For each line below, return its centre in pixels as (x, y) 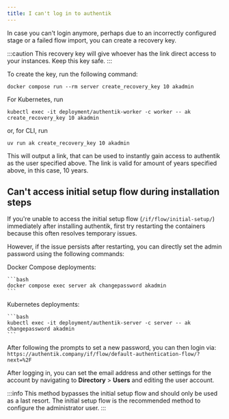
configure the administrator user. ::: (57, 408)
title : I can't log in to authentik (59, 13)
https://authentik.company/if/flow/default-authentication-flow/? (104, 354)
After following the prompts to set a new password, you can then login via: (112, 348)
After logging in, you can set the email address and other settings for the (109, 373)
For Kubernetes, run (35, 99)
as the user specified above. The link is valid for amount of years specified (112, 163)
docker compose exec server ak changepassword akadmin (87, 286)
